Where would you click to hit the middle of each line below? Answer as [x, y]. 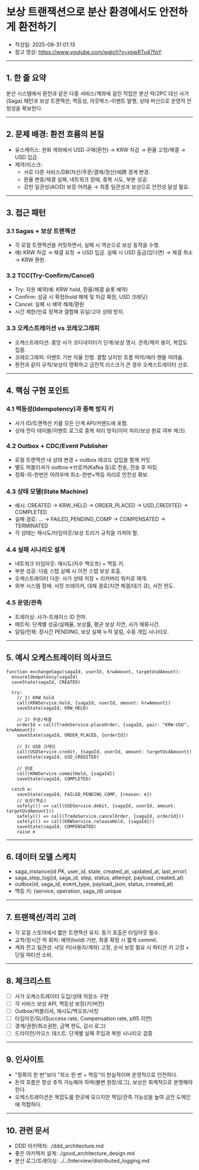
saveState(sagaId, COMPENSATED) [57, 827]
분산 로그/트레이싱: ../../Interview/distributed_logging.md [82, 1161]
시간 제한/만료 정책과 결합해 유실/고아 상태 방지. [70, 311]
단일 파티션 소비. [34, 955]
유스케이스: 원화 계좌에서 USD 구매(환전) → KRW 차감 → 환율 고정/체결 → [100, 149]
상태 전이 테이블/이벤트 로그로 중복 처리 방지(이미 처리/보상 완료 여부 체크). [100, 430]
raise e [26, 832]
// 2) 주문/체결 [34, 720]
